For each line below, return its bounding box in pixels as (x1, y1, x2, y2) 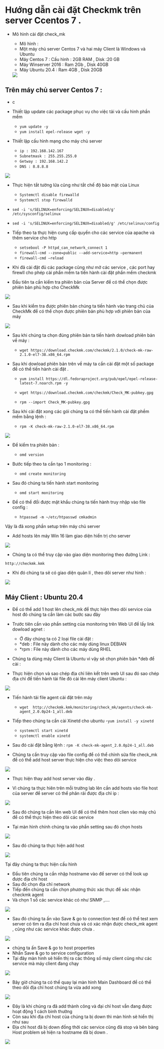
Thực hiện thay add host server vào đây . (12, 775, 95, 781)
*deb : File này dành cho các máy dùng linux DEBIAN (19, 641, 127, 647)
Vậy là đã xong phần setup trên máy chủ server (5, 523, 100, 529)
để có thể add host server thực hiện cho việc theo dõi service (12, 757, 137, 762)
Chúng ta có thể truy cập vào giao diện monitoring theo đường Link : (12, 552, 150, 557)
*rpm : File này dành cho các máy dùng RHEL (19, 646, 112, 652)
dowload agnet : (12, 626, 45, 632)
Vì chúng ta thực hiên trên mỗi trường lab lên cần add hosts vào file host (12, 785, 158, 791)
